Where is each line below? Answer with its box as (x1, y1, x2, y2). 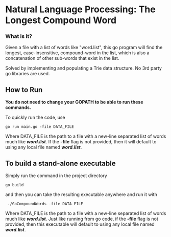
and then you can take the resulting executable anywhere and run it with (5, 191, 157, 198)
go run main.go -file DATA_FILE (5, 124, 74, 130)
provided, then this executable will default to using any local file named (5, 221, 155, 227)
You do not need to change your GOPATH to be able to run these (5, 99, 144, 105)
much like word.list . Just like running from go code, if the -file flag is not (5, 216, 158, 222)
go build (5, 183, 24, 188)
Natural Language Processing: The (5, 4, 156, 15)
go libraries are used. (5, 71, 50, 77)
